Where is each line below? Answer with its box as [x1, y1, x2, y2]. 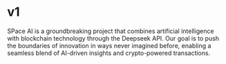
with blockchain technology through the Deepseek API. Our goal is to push [7, 34, 220, 42]
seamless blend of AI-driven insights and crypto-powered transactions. [7, 49, 211, 57]
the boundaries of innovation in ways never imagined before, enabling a [7, 41, 211, 50]
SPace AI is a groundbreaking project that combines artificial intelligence [7, 27, 214, 35]
